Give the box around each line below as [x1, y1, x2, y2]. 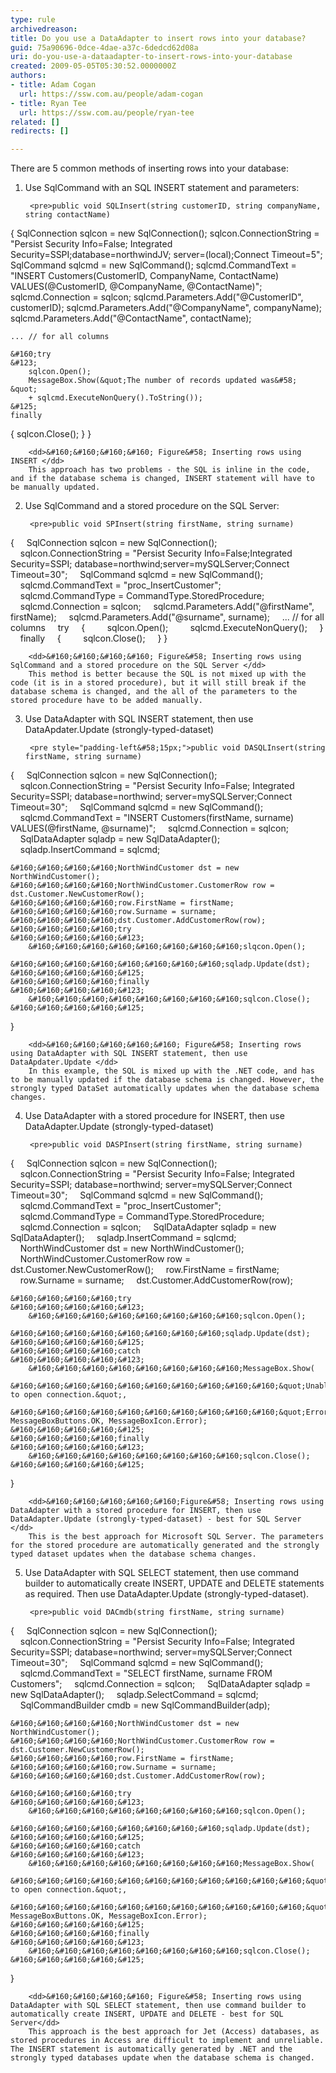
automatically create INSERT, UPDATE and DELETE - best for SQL [10, 2009, 284, 2020]
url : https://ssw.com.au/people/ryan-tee [19, 107, 195, 118]
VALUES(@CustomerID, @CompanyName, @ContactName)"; [10, 281, 263, 293]
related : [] [10, 117, 60, 127]
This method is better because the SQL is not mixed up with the [28, 669, 307, 680]
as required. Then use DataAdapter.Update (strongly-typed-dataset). [24, 1588, 310, 1600]
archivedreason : [10, 24, 78, 34]
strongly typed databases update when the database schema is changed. [10, 2053, 315, 2063]
